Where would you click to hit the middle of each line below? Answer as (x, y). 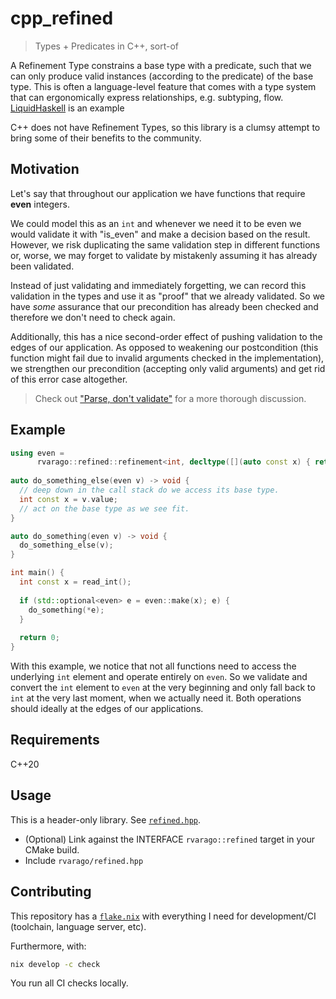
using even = (37, 453)
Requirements (55, 740)
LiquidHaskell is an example (67, 108)
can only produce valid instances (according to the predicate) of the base (162, 76)
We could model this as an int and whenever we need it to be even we (156, 223)
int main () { (37, 573)
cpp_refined (62, 18)
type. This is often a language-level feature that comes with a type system (163, 86)
